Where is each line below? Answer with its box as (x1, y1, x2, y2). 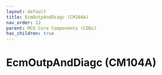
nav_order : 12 (6, 19, 42, 25)
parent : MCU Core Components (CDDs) (6, 25, 97, 31)
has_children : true (6, 31, 55, 37)
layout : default (6, 8, 46, 15)
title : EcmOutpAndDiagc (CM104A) (6, 14, 89, 20)
